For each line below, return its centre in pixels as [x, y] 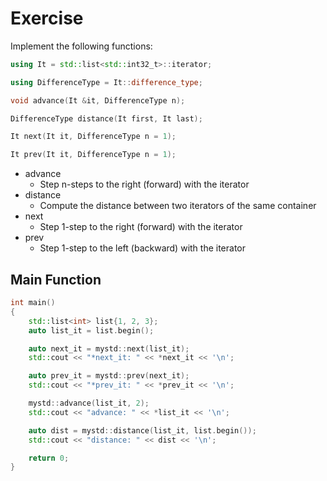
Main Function [56, 279]
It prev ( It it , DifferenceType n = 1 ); [93, 155]
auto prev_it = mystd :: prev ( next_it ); [109, 376]
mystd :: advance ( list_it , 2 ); [89, 403]
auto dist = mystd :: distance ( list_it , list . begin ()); [142, 430]
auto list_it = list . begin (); [91, 330]
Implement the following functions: [81, 46]
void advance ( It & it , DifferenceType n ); [98, 100]
